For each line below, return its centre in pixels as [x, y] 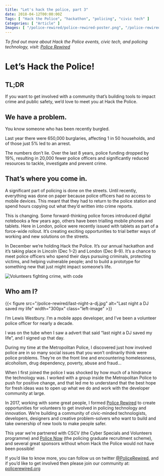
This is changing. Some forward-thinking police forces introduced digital [78, 215]
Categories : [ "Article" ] [32, 23]
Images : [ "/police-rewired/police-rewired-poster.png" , [64, 28]
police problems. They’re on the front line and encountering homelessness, [81, 358]
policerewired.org [23, 468]
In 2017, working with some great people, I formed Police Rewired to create [80, 403]
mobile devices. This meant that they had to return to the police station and [81, 201]
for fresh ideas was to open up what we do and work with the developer [77, 388]
